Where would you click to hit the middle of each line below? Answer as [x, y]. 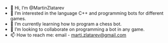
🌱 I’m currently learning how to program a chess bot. [66, 24]
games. [18, 18]
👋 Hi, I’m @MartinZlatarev [37, 8]
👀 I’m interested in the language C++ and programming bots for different [87, 13]
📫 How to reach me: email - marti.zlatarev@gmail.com [68, 35]
